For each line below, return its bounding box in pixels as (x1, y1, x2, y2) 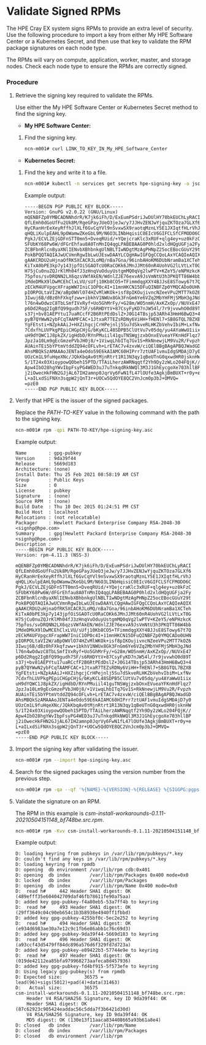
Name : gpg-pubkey (15, 450, 82, 456)
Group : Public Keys (15, 477, 85, 483)
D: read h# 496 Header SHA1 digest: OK (15, 936, 131, 943)
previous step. (15, 775, 52, 782)
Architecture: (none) (15, 466, 71, 472)
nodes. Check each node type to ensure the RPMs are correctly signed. (6, 63, 188, 70)
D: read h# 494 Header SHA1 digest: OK (15, 921, 131, 927)
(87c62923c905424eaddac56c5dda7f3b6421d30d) (15, 1006, 131, 1012)
